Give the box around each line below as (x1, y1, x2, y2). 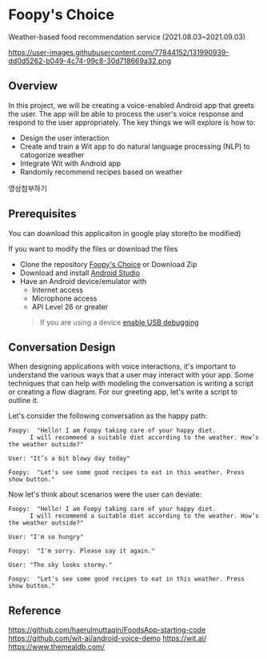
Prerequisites (8, 207, 77, 221)
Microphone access (31, 294, 98, 303)
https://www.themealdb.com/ (8, 642, 106, 652)
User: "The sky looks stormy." (8, 561, 113, 569)
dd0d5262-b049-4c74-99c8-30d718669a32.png (8, 56, 172, 66)
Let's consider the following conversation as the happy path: (8, 411, 208, 421)
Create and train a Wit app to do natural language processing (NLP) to (19, 142, 250, 151)
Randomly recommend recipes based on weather (19, 166, 182, 177)
